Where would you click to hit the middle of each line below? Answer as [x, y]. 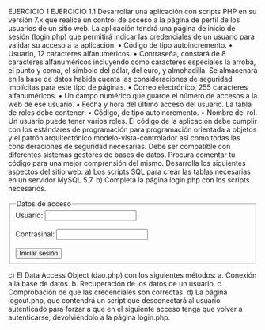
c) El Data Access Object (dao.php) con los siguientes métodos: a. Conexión [132, 275]
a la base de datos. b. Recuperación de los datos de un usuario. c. [116, 283]
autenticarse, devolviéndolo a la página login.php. [89, 317]
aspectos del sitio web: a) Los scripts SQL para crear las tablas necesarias [129, 171]
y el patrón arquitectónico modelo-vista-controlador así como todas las [124, 138]
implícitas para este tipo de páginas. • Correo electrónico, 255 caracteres [128, 87]
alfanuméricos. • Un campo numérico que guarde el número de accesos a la [133, 96]
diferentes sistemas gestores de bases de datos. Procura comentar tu [122, 155]
